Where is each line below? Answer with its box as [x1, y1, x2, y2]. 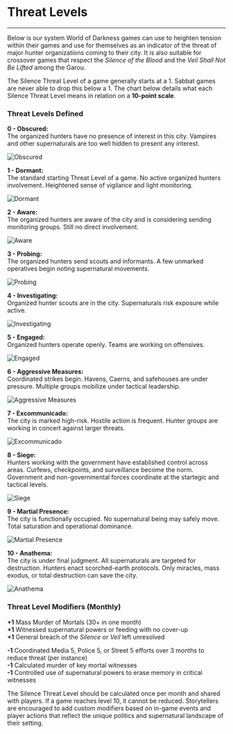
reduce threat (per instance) [7, 653, 88, 662]
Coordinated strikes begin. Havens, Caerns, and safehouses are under [7, 375, 208, 383]
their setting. [7, 719, 44, 727]
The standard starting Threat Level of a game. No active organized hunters [7, 174, 221, 182]
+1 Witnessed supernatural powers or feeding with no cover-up [7, 625, 189, 633]
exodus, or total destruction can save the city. [7, 571, 138, 580]
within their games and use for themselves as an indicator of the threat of [7, 41, 217, 49]
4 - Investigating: [7, 291, 58, 300]
